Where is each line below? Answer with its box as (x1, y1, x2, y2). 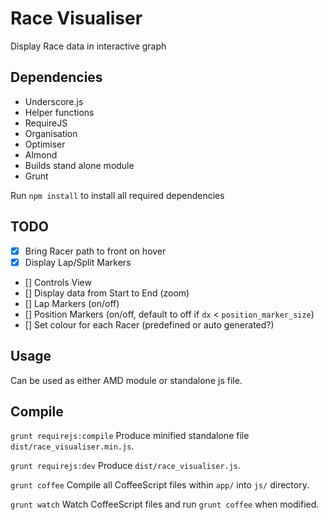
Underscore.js (24, 95, 84, 107)
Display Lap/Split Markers (24, 256, 132, 268)
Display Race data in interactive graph (10, 40, 167, 52)
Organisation (24, 127, 78, 139)
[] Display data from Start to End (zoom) (24, 287, 190, 299)
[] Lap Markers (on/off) (24, 297, 120, 309)
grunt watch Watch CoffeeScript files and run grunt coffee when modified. (10, 498, 320, 511)
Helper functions (24, 106, 95, 118)
